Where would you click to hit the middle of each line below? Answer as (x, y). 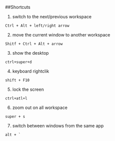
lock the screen (28, 89)
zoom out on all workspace (40, 107)
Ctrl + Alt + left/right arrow (37, 26)
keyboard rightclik (31, 71)
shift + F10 (17, 80)
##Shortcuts (18, 7)
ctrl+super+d (19, 62)
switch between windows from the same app (58, 126)
